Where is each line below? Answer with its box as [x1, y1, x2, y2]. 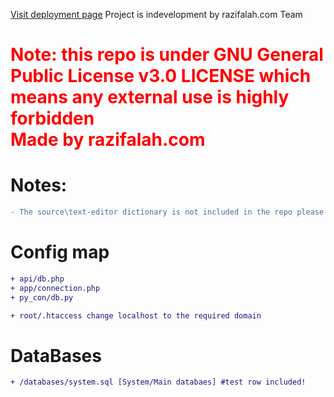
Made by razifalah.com [10, 129, 206, 151]
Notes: [10, 174, 68, 197]
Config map [10, 241, 110, 264]
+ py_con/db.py [10, 292, 74, 303]
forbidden [10, 107, 95, 130]
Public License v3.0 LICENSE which [10, 65, 312, 88]
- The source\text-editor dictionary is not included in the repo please [10, 207, 325, 218]
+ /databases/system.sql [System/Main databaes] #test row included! [10, 377, 307, 388]
